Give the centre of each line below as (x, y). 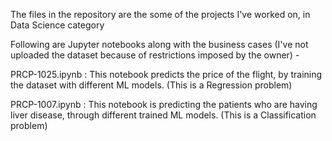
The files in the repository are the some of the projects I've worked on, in (160, 14)
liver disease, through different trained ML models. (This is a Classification (163, 115)
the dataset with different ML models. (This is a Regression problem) (151, 85)
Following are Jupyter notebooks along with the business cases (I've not (159, 44)
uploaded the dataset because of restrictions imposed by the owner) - (155, 55)
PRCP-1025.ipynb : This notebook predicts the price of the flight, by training (166, 74)
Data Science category (57, 25)
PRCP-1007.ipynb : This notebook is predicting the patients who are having (164, 104)
